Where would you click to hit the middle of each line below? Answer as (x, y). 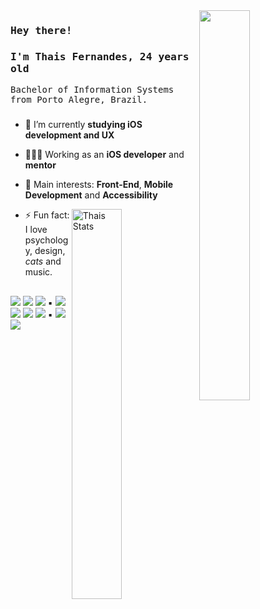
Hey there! (41, 30)
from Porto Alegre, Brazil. (79, 100)
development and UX (69, 135)
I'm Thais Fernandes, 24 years (100, 56)
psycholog (46, 240)
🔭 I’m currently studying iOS (83, 125)
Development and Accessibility (91, 195)
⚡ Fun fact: (47, 215)
